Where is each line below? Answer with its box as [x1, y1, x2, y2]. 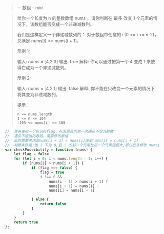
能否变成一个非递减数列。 [42, 22, 94, 27]
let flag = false [14, 152, 49, 157]
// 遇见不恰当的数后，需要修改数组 [5, 133, 68, 139]
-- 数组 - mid [17, 5, 43, 10]
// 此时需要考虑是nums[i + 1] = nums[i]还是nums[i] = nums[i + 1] [5, 138, 139, 143]
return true [14, 220, 38, 225]
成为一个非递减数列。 [25, 65, 69, 70]
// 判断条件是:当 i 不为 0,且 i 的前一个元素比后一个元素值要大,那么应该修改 [5, 142, 147, 147]
